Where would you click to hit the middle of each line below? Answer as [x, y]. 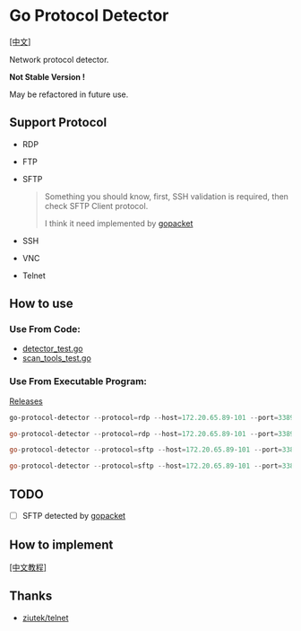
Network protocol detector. [59, 59]
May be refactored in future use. [69, 94]
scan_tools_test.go [56, 358]
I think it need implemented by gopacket [119, 223]
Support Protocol [58, 123]
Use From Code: [45, 329]
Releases [26, 401]
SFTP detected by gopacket [74, 516]
